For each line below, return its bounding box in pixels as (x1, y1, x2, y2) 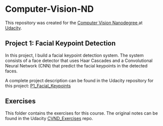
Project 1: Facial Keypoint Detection (5, 39, 116, 48)
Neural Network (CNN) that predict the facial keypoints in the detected (5, 63, 148, 68)
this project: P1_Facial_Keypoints (5, 83, 71, 89)
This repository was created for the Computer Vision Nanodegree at (5, 20, 143, 26)
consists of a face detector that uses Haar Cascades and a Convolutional (5, 58, 153, 63)
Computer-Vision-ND (5, 3, 94, 15)
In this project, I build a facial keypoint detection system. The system (5, 52, 144, 58)
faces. (5, 68, 18, 74)
